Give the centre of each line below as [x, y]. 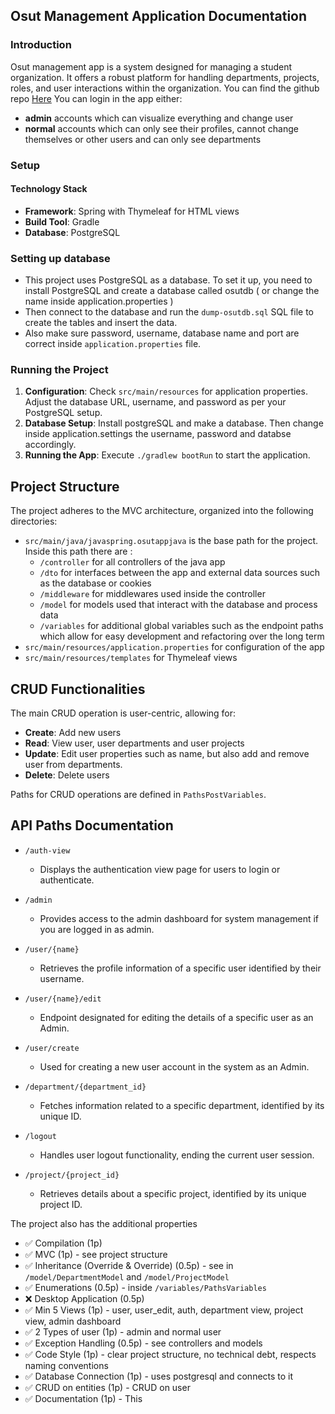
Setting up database [60, 258]
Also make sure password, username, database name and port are [162, 333]
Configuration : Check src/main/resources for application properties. [166, 391]
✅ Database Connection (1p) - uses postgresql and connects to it [159, 1376]
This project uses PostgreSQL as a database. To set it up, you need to [168, 280]
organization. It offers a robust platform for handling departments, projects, [165, 77]
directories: [34, 521]
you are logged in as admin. [97, 929]
